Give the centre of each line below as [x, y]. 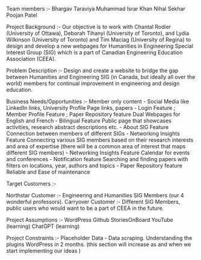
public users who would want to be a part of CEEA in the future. [85, 208]
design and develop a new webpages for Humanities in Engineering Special [100, 46]
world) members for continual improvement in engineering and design [93, 83]
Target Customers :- [31, 184]
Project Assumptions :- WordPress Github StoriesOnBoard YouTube [90, 220]
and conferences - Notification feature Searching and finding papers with [97, 159]
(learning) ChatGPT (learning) [43, 226]
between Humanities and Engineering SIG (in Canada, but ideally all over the [101, 77]
